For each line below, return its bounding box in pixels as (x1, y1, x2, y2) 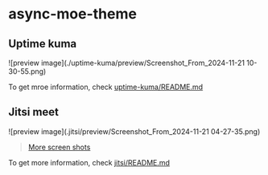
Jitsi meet (8, 105, 59, 119)
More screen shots (27, 142, 91, 152)
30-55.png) (8, 67, 47, 76)
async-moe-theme (8, 5, 137, 23)
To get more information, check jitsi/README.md (8, 157, 171, 167)
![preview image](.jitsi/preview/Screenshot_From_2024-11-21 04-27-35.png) (8, 126, 261, 136)
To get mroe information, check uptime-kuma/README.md (8, 82, 204, 92)
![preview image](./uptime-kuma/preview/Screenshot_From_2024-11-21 (8, 58, 245, 67)
